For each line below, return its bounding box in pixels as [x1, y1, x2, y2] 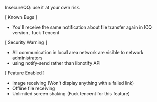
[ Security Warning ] [5, 39, 47, 45]
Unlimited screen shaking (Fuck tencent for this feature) [12, 91, 130, 96]
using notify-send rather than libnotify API [12, 60, 101, 66]
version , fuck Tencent [12, 30, 60, 35]
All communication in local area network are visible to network [12, 49, 144, 55]
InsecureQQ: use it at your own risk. [5, 5, 80, 10]
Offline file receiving [12, 85, 55, 91]
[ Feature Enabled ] [5, 70, 46, 76]
